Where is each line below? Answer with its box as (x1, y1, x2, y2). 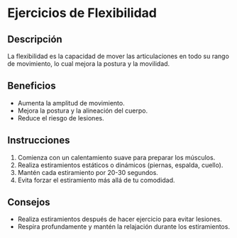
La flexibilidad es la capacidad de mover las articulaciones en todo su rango (7, 52, 229, 60)
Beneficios (7, 80, 56, 92)
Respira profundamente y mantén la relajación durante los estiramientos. (17, 222, 231, 231)
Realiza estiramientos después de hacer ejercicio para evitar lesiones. (17, 215, 222, 224)
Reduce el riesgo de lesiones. (17, 113, 104, 122)
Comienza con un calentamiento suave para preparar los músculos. (17, 153, 216, 161)
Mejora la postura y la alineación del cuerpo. (17, 106, 148, 115)
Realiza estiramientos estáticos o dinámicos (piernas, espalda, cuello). (17, 161, 224, 169)
